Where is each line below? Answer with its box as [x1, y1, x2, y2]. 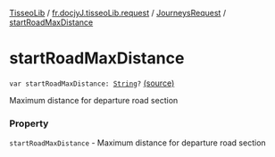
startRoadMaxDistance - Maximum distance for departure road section [9, 137, 266, 148]
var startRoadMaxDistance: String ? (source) [9, 78, 175, 88]
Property [9, 117, 49, 129]
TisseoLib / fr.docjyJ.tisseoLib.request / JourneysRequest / [9, 8, 226, 18]
